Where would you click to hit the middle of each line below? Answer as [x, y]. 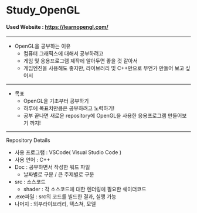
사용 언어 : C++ [32, 160]
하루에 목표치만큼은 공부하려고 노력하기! [69, 108]
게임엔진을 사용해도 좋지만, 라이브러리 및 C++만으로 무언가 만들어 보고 [104, 68]
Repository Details [28, 140]
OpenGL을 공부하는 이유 [43, 46]
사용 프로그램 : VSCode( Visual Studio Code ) [68, 152]
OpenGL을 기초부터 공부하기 [56, 101]
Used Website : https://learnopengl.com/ [57, 26]
